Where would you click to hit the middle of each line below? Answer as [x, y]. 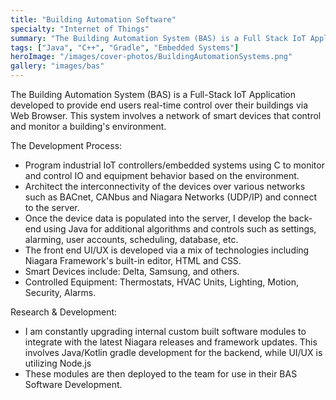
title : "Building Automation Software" [93, 19]
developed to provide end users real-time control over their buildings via [159, 105]
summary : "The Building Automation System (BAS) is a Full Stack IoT [158, 38]
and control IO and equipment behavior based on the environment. [162, 175]
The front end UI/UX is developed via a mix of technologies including [167, 250]
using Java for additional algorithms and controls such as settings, [180, 229]
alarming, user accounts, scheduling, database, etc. [131, 239]
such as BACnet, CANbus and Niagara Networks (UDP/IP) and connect [170, 197]
